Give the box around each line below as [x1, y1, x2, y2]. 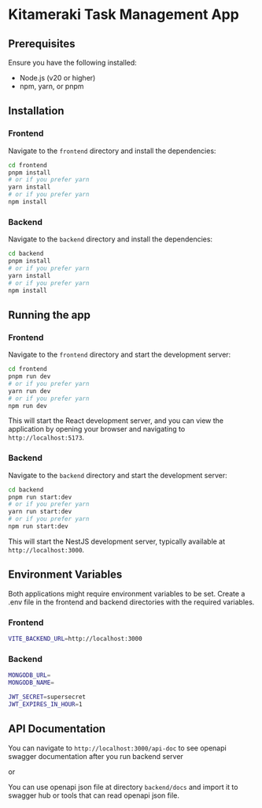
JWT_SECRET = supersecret [8, 693, 87, 701]
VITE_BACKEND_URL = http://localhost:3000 [8, 635, 143, 643]
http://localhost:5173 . [8, 432, 85, 443]
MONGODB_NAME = [8, 679, 55, 687]
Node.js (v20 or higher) [19, 73, 96, 82]
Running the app [8, 308, 90, 321]
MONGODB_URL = [8, 671, 51, 679]
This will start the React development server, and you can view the [8, 416, 224, 425]
